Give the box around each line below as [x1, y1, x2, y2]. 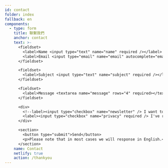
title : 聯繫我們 [14, 31, 45, 36]
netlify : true [14, 151, 43, 156]
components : [5, 21, 30, 27]
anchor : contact [14, 36, 48, 41]
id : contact [5, 7, 30, 13]
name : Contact [14, 146, 43, 151]
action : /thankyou [14, 155, 52, 160]
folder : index [5, 12, 35, 17]
